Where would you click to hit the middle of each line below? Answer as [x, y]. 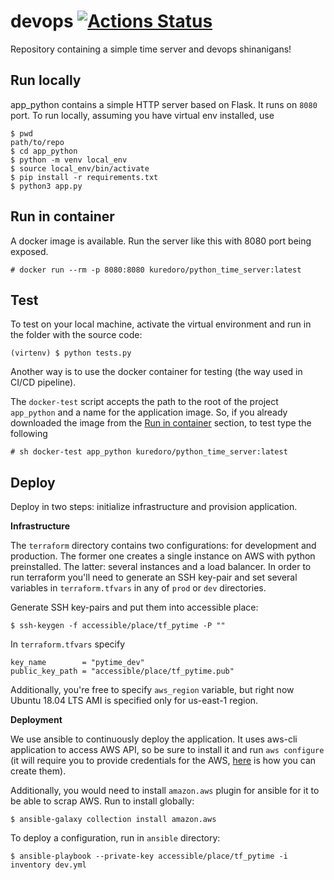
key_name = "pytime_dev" [77, 663]
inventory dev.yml [48, 865]
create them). [38, 771]
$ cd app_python [44, 151]
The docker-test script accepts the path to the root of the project [144, 402]
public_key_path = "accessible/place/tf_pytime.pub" [122, 671]
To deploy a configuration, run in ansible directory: [115, 838]
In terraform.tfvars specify [68, 644]
